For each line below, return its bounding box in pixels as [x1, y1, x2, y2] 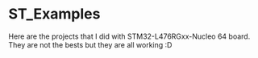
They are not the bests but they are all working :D [8, 39, 173, 49]
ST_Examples [8, 5, 101, 23]
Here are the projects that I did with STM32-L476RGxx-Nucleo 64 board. [8, 31, 251, 41]
